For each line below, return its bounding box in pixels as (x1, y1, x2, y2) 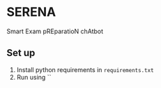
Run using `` (16, 73, 52, 81)
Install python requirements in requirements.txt (16, 65, 154, 73)
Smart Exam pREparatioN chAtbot (6, 27, 104, 35)
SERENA (6, 4, 56, 20)
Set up (6, 47, 36, 59)
